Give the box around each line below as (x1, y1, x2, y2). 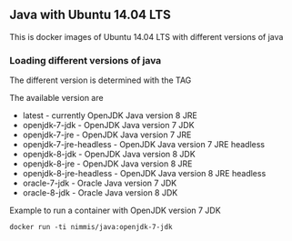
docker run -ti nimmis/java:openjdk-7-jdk (9, 223, 173, 232)
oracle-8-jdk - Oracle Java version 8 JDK (22, 187, 178, 198)
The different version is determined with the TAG (9, 75, 192, 85)
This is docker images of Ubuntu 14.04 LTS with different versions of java (9, 31, 284, 42)
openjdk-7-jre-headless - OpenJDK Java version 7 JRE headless (22, 139, 266, 150)
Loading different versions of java (9, 54, 162, 66)
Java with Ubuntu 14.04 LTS (9, 7, 171, 23)
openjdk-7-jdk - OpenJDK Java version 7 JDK (22, 120, 195, 131)
